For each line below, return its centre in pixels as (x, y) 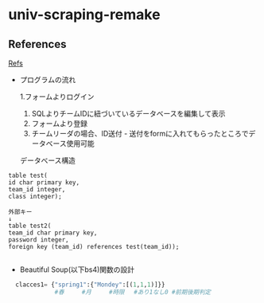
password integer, (39, 240)
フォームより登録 (59, 124)
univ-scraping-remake (84, 15)
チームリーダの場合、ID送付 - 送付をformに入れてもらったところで (140, 134)
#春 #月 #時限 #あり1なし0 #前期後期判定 (133, 292)
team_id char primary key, (53, 233)
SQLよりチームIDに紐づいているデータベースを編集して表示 (128, 114)
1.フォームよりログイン (57, 96)
